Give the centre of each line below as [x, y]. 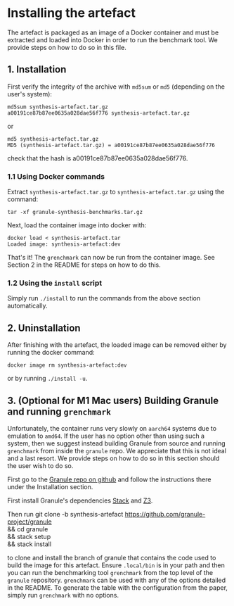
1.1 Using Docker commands [56, 176]
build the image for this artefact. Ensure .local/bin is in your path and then [116, 565]
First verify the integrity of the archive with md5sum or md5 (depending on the [116, 87]
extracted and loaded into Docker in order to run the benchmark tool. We [112, 39]
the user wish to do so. [40, 465]
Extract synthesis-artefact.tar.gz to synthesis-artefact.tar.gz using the [116, 192]
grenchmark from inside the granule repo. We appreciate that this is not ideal [117, 450]
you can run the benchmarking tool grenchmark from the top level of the [110, 572]
